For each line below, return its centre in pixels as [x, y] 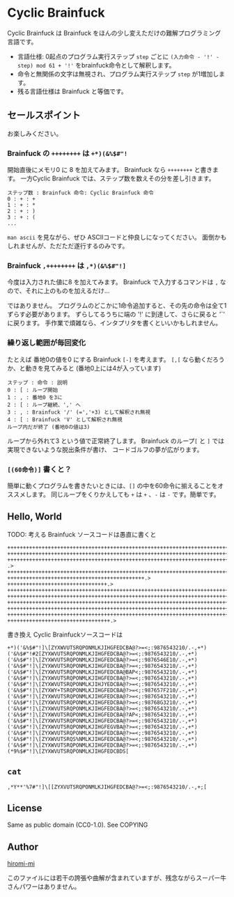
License [25, 808]
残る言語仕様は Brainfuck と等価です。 [72, 91]
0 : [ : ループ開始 [33, 390]
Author [23, 847]
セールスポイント [44, 115]
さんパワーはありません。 [44, 887]
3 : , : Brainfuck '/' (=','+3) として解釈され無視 [79, 412]
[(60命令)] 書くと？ [39, 469]
